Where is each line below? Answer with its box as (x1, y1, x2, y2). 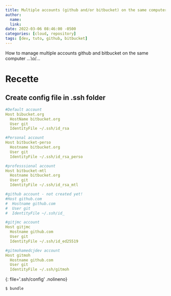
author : (5, 12, 22, 17)
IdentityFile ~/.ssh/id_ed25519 (10, 238, 79, 244)
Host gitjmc (5, 225, 31, 230)
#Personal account (5, 135, 44, 140)
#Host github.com (5, 196, 42, 202)
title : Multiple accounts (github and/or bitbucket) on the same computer (5, 7, 167, 13)
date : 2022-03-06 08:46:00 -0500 (5, 27, 76, 32)
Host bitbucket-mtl (5, 168, 47, 174)
